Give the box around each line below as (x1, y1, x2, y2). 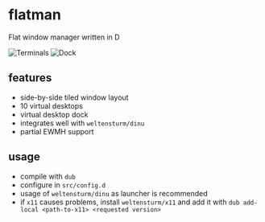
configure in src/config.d (19, 179, 106, 190)
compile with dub (19, 171, 77, 181)
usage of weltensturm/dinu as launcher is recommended (19, 188, 208, 198)
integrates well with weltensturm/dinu (19, 118, 145, 128)
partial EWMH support (19, 126, 94, 136)
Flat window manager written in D (8, 32, 120, 42)
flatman (8, 6, 62, 24)
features (8, 71, 52, 85)
